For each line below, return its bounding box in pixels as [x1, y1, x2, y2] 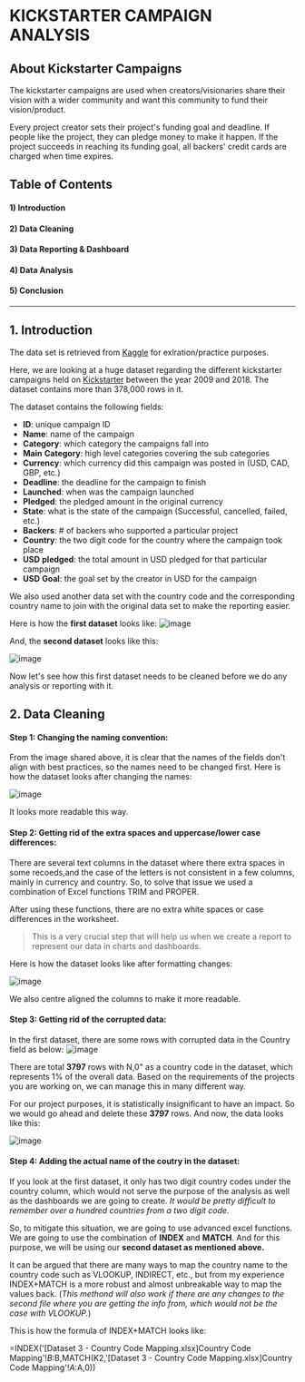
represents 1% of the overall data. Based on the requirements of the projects [9, 1071, 295, 1082]
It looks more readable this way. [9, 807, 129, 818]
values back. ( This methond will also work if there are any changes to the [9, 1288, 285, 1299]
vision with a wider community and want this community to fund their [9, 94, 268, 105]
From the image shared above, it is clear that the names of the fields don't [9, 752, 286, 763]
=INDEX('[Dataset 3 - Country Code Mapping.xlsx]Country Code [9, 1342, 251, 1353]
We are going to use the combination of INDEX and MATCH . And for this [9, 1231, 280, 1243]
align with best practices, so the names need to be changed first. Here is [9, 761, 281, 772]
